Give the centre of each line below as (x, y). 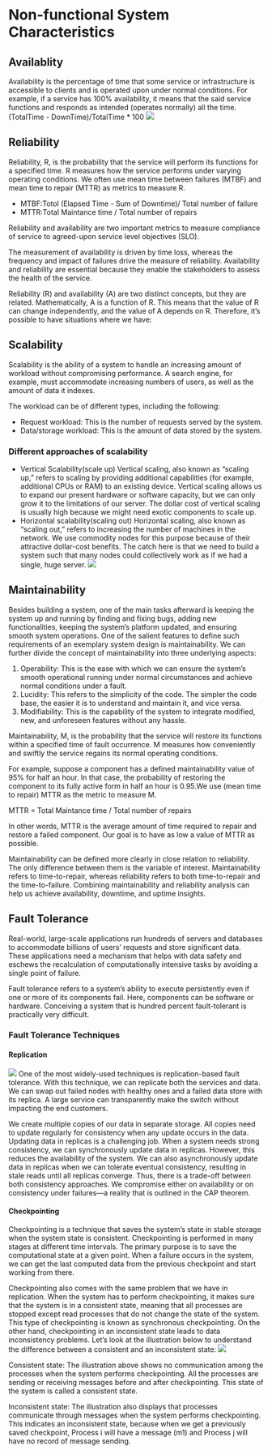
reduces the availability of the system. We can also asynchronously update (133, 1158)
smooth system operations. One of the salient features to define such (124, 635)
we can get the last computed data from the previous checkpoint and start (132, 1264)
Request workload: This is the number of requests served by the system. (141, 421)
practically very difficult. (49, 1014)
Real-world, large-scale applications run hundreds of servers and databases (136, 939)
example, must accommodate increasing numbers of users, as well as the (131, 382)
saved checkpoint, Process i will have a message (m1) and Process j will (128, 1432)
